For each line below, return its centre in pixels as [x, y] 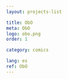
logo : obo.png [24, 34]
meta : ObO [18, 28]
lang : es [17, 61]
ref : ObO [17, 66]
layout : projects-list [34, 12]
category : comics [27, 50]
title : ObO [20, 22]
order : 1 [17, 39]
